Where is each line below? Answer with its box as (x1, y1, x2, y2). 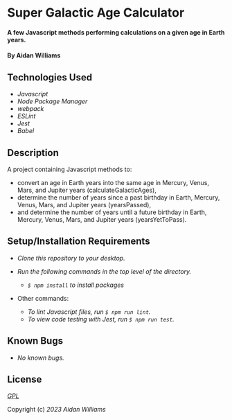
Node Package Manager (17, 97, 88, 105)
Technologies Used (7, 71, 92, 83)
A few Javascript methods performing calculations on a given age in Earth (7, 28, 225, 36)
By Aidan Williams (7, 51, 61, 60)
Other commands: (17, 294, 69, 302)
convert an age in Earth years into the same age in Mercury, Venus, (17, 179, 210, 186)
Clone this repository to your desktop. (17, 254, 126, 262)
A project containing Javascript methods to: (7, 165, 132, 173)
